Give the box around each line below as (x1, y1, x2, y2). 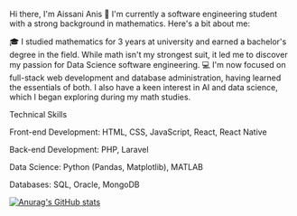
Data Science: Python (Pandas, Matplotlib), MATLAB (9, 162, 203, 172)
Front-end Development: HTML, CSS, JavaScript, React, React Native (9, 127, 268, 137)
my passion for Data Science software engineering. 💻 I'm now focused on (9, 60, 286, 70)
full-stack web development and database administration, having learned (9, 72, 282, 83)
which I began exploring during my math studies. (9, 91, 191, 102)
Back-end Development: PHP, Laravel (9, 145, 149, 155)
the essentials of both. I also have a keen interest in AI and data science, (9, 82, 278, 92)
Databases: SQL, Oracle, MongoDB (9, 179, 140, 190)
